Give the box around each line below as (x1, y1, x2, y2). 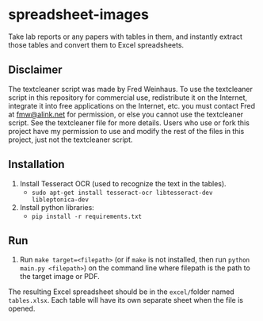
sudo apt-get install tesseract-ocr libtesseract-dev (31, 189, 213, 197)
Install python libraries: (19, 202, 95, 212)
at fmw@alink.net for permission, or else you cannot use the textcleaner (8, 109, 244, 119)
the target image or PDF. (19, 272, 101, 281)
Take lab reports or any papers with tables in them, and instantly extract (8, 32, 243, 41)
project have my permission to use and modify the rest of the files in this (8, 126, 245, 136)
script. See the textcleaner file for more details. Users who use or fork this (8, 117, 250, 128)
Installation (8, 158, 65, 171)
